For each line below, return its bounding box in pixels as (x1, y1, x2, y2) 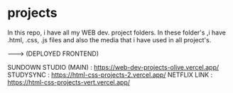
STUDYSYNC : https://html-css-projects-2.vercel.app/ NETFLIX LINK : (7, 70, 213, 79)
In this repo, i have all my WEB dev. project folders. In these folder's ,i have (7, 28, 226, 37)
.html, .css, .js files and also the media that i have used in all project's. (7, 35, 212, 44)
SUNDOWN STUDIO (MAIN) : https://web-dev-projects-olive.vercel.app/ (7, 63, 219, 71)
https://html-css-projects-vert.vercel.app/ (7, 77, 130, 86)
